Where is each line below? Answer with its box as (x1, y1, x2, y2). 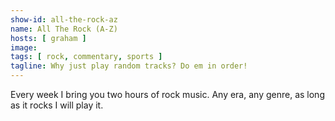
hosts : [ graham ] (10, 33, 87, 43)
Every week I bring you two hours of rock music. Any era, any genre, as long (10, 89, 325, 100)
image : (10, 42, 38, 53)
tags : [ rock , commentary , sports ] (10, 52, 163, 62)
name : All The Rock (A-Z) (10, 24, 118, 34)
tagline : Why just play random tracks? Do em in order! (10, 61, 248, 71)
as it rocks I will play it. (10, 99, 104, 111)
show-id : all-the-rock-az (10, 14, 118, 25)
